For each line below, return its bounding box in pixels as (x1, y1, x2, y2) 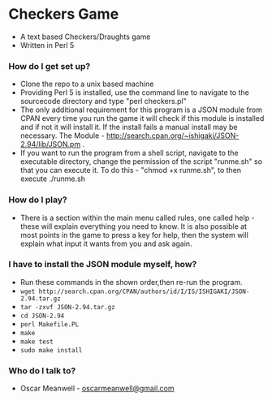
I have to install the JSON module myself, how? (8, 259, 197, 270)
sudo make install (19, 346, 83, 354)
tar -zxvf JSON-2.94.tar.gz (19, 303, 115, 311)
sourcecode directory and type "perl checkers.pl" (19, 97, 187, 106)
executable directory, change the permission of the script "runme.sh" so (19, 157, 262, 166)
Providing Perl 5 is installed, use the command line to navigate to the (19, 88, 249, 97)
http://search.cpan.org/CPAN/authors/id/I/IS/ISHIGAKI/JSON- (38, 287, 250, 295)
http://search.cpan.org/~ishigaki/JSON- (106, 131, 240, 140)
